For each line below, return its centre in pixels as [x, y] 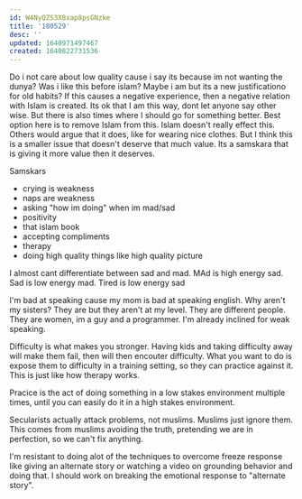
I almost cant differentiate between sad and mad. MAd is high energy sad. [146, 273]
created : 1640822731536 [54, 51]
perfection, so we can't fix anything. [77, 439]
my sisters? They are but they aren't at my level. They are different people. [147, 310]
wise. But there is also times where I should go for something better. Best [145, 116]
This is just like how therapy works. [74, 375]
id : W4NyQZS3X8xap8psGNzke [60, 18]
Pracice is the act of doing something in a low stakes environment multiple [147, 393]
